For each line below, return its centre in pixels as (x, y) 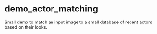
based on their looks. (26, 27)
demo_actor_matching (52, 9)
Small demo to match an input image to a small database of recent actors (78, 22)
